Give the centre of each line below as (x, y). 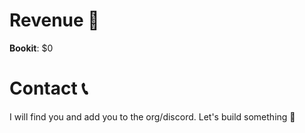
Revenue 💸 (54, 20)
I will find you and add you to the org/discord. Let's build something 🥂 (152, 116)
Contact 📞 (49, 88)
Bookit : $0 (31, 48)
